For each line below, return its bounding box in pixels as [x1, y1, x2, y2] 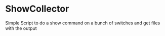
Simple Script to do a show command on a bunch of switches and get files [5, 20, 160, 26]
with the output [5, 25, 37, 31]
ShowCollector [5, 3, 69, 15]
